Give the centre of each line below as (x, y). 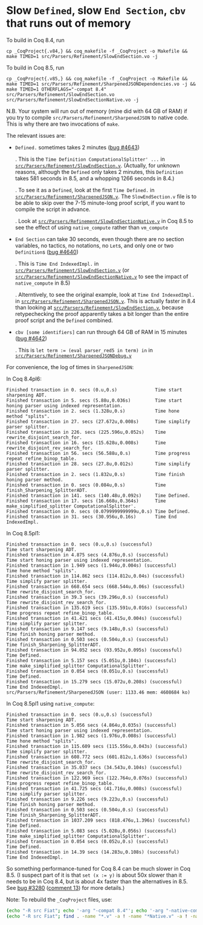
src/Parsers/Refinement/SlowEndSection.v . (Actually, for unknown (97, 165)
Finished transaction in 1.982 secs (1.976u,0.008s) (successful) (92, 736)
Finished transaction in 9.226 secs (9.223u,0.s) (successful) (88, 799)
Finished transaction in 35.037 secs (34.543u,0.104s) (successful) (94, 767)
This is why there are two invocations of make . (63, 124)
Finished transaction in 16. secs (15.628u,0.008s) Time (86, 443)
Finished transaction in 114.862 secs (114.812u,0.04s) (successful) (96, 576)
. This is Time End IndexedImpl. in (57, 263)
